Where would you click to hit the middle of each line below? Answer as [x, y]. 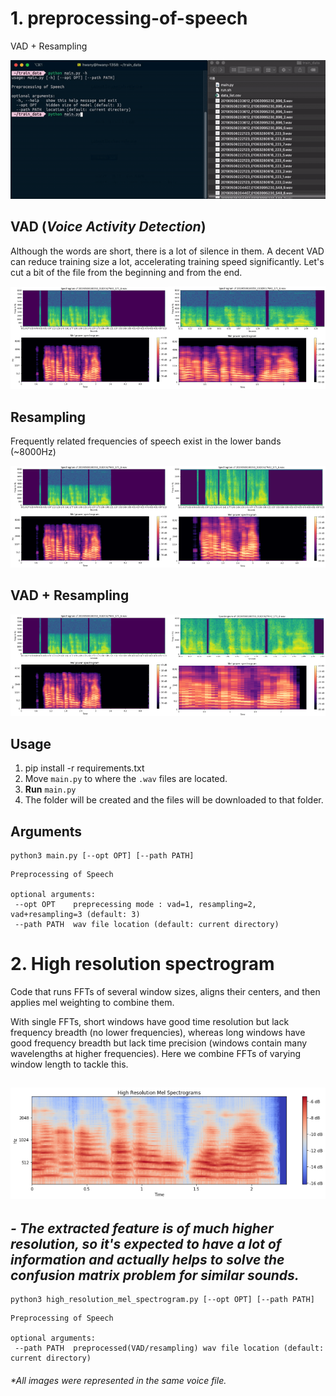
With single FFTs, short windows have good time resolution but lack [150, 1021]
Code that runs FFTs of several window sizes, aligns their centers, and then [165, 991]
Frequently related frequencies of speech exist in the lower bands [146, 441]
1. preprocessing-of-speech [129, 18]
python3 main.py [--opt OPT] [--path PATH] [102, 855]
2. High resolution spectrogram [142, 964]
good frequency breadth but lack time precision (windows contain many [159, 1043]
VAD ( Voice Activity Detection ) [108, 227]
